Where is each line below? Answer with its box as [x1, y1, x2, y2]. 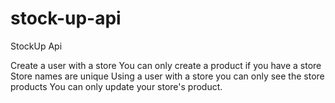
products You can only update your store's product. [10, 80, 223, 92]
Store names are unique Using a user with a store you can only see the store [10, 70, 325, 82]
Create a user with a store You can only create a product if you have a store [10, 59, 322, 71]
